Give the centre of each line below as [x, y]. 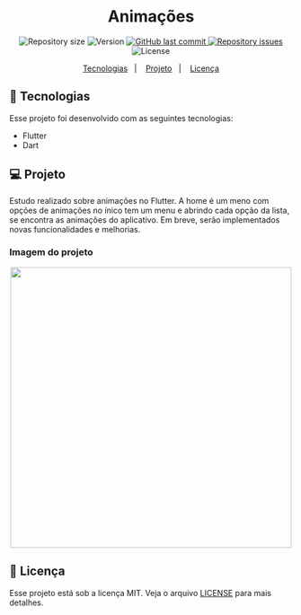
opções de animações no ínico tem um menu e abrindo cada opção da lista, [150, 210]
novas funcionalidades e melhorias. [75, 229]
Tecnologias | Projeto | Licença [151, 68]
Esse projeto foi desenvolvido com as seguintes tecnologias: [121, 118]
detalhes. [27, 602]
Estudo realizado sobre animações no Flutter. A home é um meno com [139, 200]
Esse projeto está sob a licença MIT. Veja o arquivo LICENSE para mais [141, 593]
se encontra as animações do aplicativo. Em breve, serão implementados [145, 220]
